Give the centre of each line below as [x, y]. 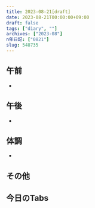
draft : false [22, 23]
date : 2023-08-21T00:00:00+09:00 [48, 17]
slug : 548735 [22, 45]
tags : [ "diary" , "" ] [32, 28]
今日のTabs [27, 198]
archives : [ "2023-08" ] [34, 34]
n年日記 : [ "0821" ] [28, 39]
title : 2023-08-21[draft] [38, 12]
